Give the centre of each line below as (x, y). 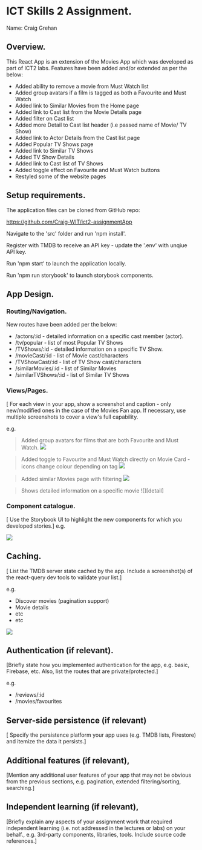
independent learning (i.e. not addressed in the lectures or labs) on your (96, 828)
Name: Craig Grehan (32, 28)
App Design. (30, 294)
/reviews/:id (30, 695)
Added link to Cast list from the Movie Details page (78, 112)
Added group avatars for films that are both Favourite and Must (100, 440)
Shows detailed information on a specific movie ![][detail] (93, 490)
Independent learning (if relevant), (73, 807)
